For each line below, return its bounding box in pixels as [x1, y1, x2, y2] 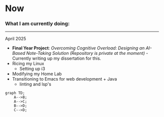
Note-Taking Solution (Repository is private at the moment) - [26, 50, 148, 56]
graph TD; [5, 91, 25, 96]
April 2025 [5, 36, 26, 42]
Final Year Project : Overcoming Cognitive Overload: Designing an [12, 45, 145, 51]
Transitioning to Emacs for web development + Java [12, 76, 117, 82]
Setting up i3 [19, 66, 45, 72]
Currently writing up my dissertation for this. [12, 55, 102, 61]
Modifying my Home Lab [12, 71, 62, 77]
